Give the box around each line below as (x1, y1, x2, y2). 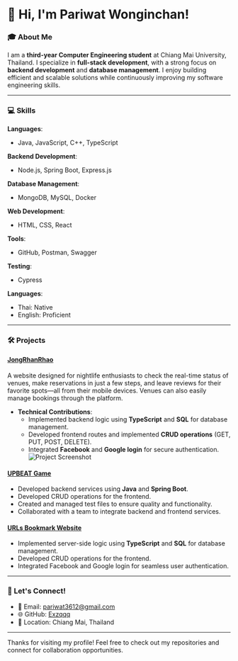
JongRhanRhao (7, 356, 54, 364)
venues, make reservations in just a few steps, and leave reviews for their (7, 378, 222, 387)
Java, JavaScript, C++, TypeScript (17, 138, 118, 147)
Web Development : (7, 207, 65, 215)
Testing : (7, 261, 32, 270)
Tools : (7, 234, 26, 243)
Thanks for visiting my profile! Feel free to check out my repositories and (7, 638, 220, 647)
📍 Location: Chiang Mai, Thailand (17, 618, 115, 626)
